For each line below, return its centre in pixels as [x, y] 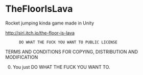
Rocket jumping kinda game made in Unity [50, 23]
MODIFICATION [22, 57]
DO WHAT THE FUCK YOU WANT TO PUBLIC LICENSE [68, 42]
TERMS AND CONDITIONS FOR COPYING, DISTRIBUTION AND [72, 52]
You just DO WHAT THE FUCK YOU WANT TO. [61, 67]
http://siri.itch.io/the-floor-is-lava [40, 33]
